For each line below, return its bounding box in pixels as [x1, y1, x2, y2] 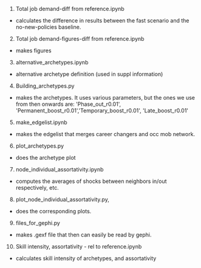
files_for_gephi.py [15, 219, 60, 227]
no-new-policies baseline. [15, 24, 81, 30]
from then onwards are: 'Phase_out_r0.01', [15, 100, 121, 108]
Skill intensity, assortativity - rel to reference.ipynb [15, 243, 142, 250]
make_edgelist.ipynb [15, 119, 67, 126]
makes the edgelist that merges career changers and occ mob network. [15, 131, 196, 137]
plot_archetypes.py [15, 142, 64, 149]
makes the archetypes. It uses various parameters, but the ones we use [15, 94, 195, 101]
